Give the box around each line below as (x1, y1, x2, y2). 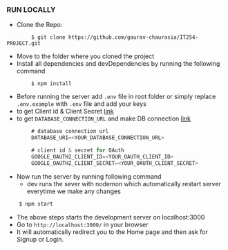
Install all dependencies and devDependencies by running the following (16, 60, 220, 68)
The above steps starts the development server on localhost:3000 (16, 213, 205, 221)
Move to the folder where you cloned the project (16, 52, 155, 60)
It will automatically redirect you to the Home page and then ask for (16, 227, 208, 236)
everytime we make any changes (26, 187, 122, 195)
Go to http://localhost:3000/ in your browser (16, 220, 149, 229)
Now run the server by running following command (16, 172, 162, 181)
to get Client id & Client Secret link (16, 107, 115, 116)
